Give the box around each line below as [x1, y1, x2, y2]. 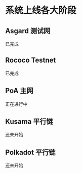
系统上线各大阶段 [5, 5, 77, 16]
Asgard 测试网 [5, 26, 51, 35]
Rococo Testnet [5, 56, 56, 65]
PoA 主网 [5, 86, 34, 95]
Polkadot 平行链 [5, 148, 56, 157]
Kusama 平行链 [5, 118, 53, 126]
